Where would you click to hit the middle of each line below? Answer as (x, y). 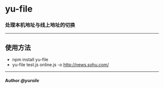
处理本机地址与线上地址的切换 (40, 25)
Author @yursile (22, 80)
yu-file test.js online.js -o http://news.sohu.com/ (60, 65)
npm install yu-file (30, 60)
